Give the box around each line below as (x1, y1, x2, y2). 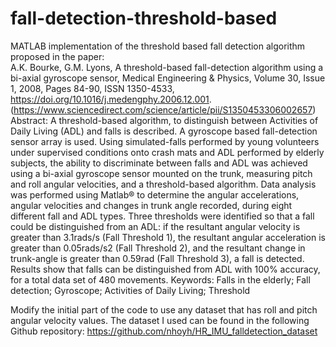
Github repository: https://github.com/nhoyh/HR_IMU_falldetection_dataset (10, 325, 318, 337)
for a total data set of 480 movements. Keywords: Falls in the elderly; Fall (10, 273, 311, 286)
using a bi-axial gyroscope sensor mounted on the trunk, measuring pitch (10, 167, 313, 179)
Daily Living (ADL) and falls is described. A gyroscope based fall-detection (10, 125, 318, 137)
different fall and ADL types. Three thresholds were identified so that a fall (10, 210, 315, 222)
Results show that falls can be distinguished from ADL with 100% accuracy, (10, 263, 321, 275)
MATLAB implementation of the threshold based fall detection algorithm (10, 40, 306, 52)
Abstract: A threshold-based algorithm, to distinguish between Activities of (10, 114, 319, 126)
